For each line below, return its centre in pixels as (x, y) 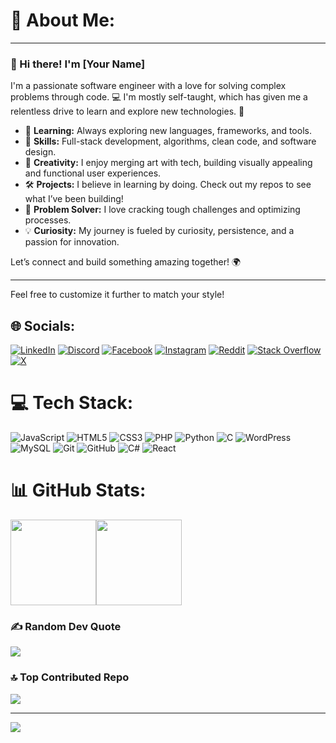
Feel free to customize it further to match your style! (117, 295)
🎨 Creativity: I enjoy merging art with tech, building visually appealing (168, 163)
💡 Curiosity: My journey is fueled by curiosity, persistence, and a (159, 231)
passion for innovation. (72, 242)
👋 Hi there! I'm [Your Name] (78, 64)
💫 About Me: (63, 20)
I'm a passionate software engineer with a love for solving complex (148, 86)
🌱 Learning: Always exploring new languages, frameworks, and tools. (168, 131)
